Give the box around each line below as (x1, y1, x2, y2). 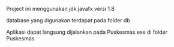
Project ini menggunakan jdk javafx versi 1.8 (6, 5, 115, 12)
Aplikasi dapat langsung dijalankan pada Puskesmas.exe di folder (6, 28, 168, 36)
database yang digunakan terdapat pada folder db (6, 17, 130, 23)
